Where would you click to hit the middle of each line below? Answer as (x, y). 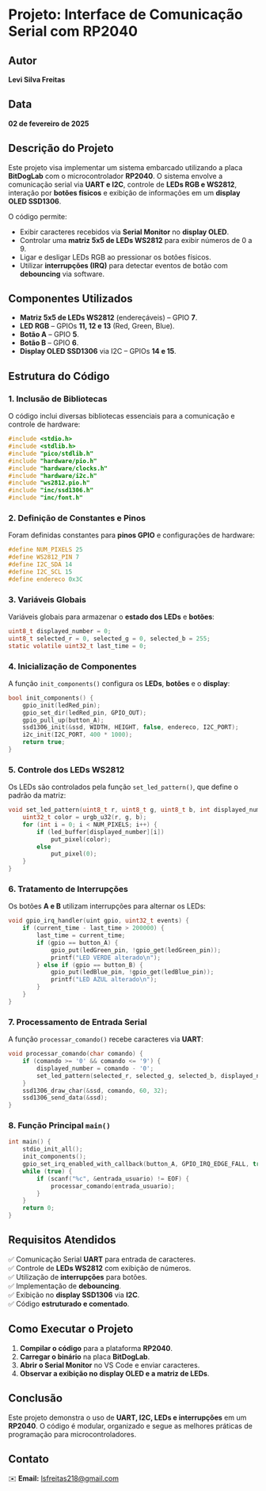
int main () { (30, 1142)
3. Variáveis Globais (47, 599)
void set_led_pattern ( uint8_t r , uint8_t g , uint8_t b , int (110, 810)
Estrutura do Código (59, 376)
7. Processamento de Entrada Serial (78, 1022)
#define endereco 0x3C (46, 579)
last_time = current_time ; (81, 935)
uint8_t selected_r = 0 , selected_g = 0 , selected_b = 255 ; (110, 639)
